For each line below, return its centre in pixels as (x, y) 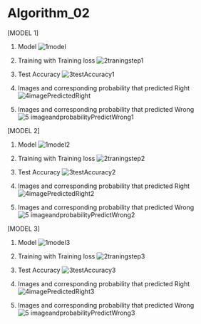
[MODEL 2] (24, 130)
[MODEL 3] (24, 229)
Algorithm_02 (49, 13)
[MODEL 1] (23, 33)
